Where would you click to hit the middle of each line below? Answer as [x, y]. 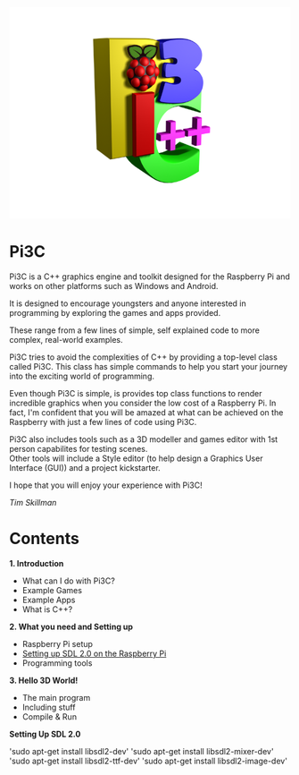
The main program [56, 697]
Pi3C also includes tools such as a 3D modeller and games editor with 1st [144, 439]
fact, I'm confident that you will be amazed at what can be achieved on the [146, 412]
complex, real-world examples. [66, 339]
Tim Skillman [33, 502]
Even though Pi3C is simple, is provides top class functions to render [136, 393]
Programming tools [57, 663]
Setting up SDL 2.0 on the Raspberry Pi [94, 653]
